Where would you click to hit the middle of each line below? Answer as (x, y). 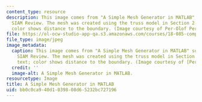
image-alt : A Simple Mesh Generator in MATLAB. (72, 73)
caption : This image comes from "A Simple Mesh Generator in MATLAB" (100, 51)
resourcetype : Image (32, 79)
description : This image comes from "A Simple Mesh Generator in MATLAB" (101, 17)
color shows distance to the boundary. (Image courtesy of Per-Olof (99, 28)
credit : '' (25, 67)
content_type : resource (36, 12)
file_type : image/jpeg (35, 40)
